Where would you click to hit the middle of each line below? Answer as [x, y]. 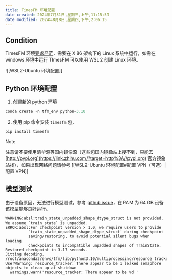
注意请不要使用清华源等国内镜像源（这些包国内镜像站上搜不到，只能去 [79, 152]
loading [14, 241]
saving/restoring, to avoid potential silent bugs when [89, 236]
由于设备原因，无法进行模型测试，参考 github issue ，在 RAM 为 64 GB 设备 [84, 202]
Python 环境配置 [31, 88]
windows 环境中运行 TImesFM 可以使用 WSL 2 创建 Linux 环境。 [73, 60]
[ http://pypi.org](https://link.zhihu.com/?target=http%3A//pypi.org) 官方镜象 [85, 158]
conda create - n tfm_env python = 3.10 [46, 111]
